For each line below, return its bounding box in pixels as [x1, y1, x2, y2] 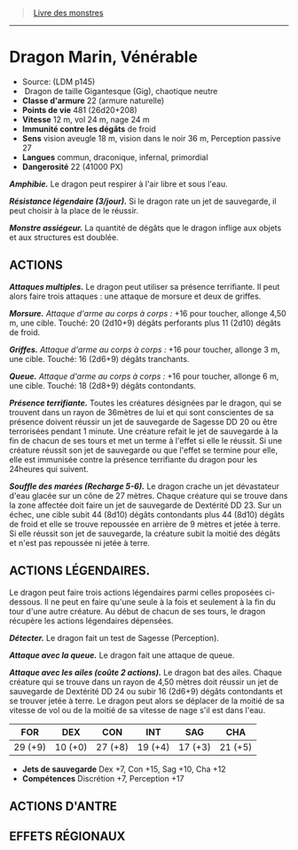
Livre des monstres [33, 8, 104, 18]
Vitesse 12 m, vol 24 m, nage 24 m [21, 114, 150, 124]
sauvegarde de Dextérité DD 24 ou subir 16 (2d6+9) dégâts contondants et [9, 686, 283, 696]
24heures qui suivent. [9, 463, 89, 474]
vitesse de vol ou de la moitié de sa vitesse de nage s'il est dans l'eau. [9, 704, 266, 715]
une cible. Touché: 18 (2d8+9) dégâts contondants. [9, 380, 197, 390]
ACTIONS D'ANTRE [9, 798, 118, 814]
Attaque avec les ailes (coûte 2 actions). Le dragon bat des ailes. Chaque [9, 667, 282, 678]
